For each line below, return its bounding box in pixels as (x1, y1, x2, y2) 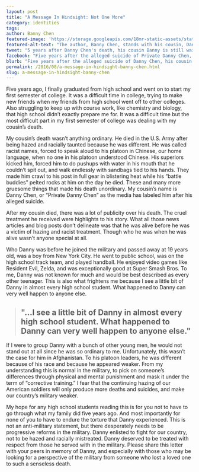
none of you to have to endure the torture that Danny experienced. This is (6, 416, 185, 423)
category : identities (6, 20, 60, 25)
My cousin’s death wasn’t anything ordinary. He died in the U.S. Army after (6, 135, 188, 142)
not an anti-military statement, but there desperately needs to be (6, 422, 164, 430)
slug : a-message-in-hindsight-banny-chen (6, 69, 110, 75)
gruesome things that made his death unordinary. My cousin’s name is (6, 185, 178, 193)
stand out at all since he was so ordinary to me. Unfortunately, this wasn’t (6, 348, 185, 355)
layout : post (6, 8, 38, 15)
